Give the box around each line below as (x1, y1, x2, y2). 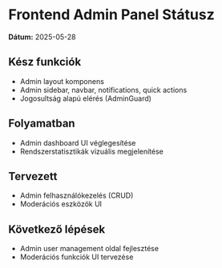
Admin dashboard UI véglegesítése (19, 138, 136, 147)
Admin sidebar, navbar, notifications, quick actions (19, 85, 188, 94)
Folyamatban (8, 117, 75, 130)
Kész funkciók (8, 55, 82, 69)
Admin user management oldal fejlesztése (19, 244, 159, 254)
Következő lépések (8, 222, 106, 236)
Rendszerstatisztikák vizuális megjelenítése (19, 146, 164, 156)
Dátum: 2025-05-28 (8, 32, 76, 42)
